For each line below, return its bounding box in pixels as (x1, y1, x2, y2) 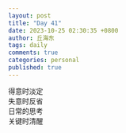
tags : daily (8, 41, 48, 49)
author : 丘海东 (8, 33, 55, 42)
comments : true (8, 49, 59, 57)
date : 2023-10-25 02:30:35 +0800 (8, 26, 119, 34)
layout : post (8, 11, 52, 20)
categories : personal (8, 57, 80, 65)
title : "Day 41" (8, 19, 62, 27)
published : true (8, 64, 62, 72)
